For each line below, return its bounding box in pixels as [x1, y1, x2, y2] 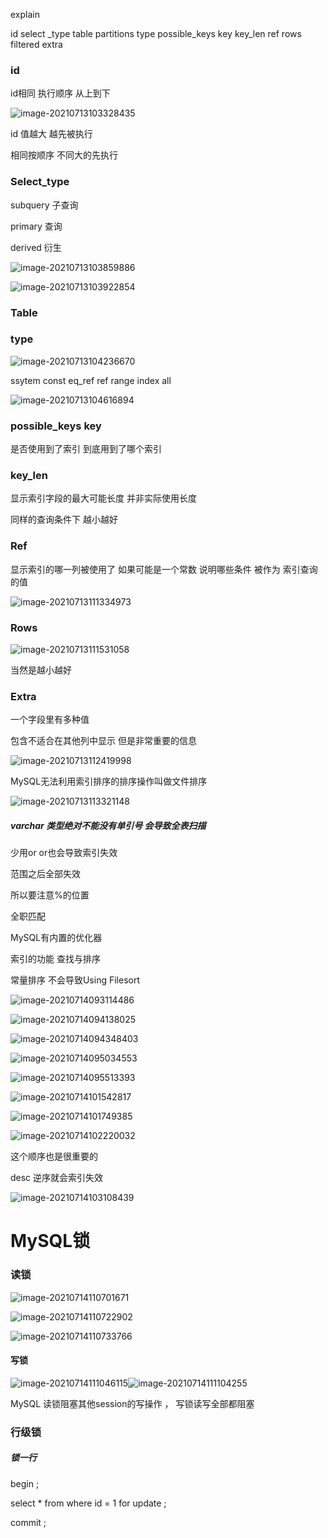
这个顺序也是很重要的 [10, 1150, 98, 1163]
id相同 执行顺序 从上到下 [10, 87, 111, 99]
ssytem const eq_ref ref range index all [10, 374, 172, 386]
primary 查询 [10, 220, 63, 232]
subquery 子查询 [10, 199, 79, 211]
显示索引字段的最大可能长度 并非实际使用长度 [10, 492, 197, 504]
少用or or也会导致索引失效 [10, 847, 118, 859]
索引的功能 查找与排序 [10, 953, 101, 965]
